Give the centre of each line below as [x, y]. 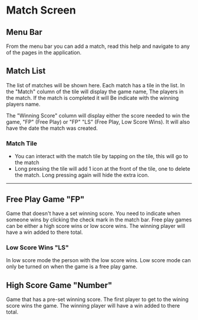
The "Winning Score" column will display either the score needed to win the [98, 115]
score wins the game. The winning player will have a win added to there [93, 306]
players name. [23, 104]
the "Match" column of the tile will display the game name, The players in [95, 92]
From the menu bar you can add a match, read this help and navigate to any [98, 46]
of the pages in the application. [44, 53]
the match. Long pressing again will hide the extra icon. [82, 175]
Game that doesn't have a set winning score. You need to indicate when [93, 213]
